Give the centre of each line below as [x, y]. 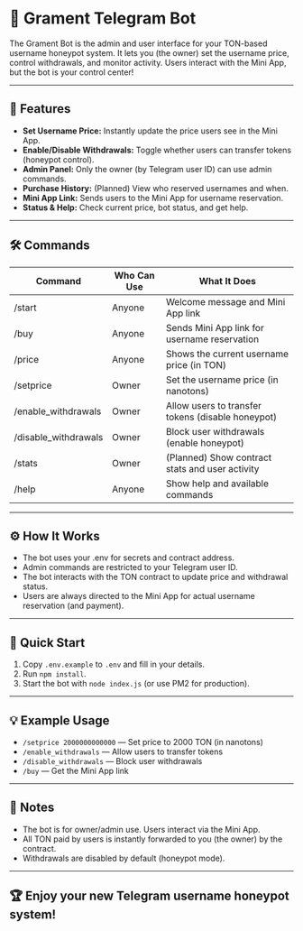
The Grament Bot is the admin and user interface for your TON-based [138, 43]
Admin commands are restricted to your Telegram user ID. [130, 567]
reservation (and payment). [73, 606]
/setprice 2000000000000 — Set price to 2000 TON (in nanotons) [143, 742]
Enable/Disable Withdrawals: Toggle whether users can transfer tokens [156, 150]
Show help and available [217, 484]
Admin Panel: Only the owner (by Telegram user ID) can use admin [147, 169]
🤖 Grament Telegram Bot [103, 18]
